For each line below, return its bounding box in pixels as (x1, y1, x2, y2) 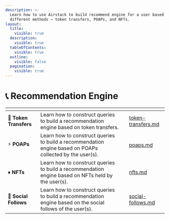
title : (10, 26, 24, 31)
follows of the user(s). (40, 205, 93, 212)
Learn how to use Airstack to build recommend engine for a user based (10, 12, 164, 17)
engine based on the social (40, 199, 105, 206)
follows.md (129, 199, 155, 206)
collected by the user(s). (40, 151, 99, 158)
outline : (10, 54, 28, 60)
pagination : (10, 64, 35, 69)
